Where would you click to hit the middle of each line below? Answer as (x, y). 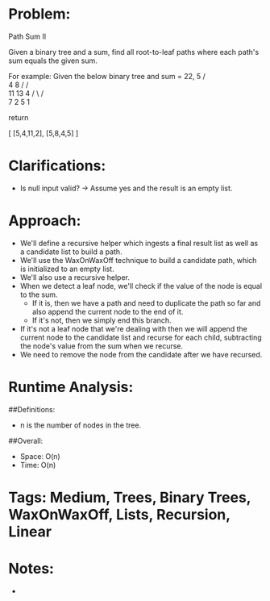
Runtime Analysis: (71, 387)
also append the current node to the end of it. (108, 311)
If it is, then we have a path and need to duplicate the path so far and (146, 303)
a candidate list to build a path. (71, 252)
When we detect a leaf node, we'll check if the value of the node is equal (141, 286)
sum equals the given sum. (53, 61)
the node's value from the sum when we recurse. (102, 346)
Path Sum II (27, 36)
